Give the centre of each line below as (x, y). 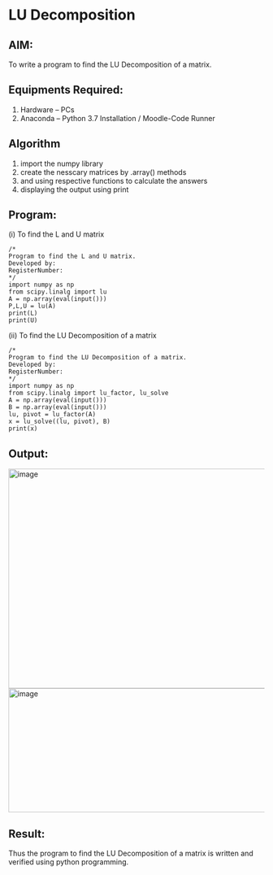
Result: (27, 834)
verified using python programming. (69, 862)
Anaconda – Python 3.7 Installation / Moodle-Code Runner (117, 118)
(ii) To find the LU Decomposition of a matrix (82, 336)
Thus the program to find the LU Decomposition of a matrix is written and (131, 853)
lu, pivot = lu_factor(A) (52, 415)
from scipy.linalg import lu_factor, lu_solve (89, 393)
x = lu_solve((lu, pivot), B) (60, 422)
